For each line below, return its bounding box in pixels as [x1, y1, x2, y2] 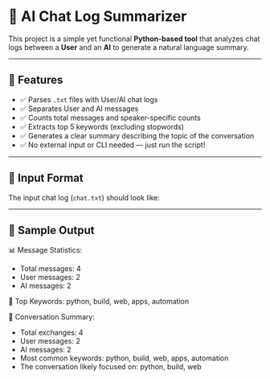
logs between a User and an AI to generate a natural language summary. [8, 42, 249, 51]
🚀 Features [8, 73, 63, 87]
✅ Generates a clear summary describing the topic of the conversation [19, 130, 255, 140]
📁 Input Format [8, 171, 84, 185]
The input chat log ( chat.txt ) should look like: [8, 192, 161, 202]
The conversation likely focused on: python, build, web [19, 362, 202, 372]
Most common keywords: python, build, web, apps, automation [19, 353, 229, 363]
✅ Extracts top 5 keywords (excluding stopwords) [19, 122, 185, 131]
